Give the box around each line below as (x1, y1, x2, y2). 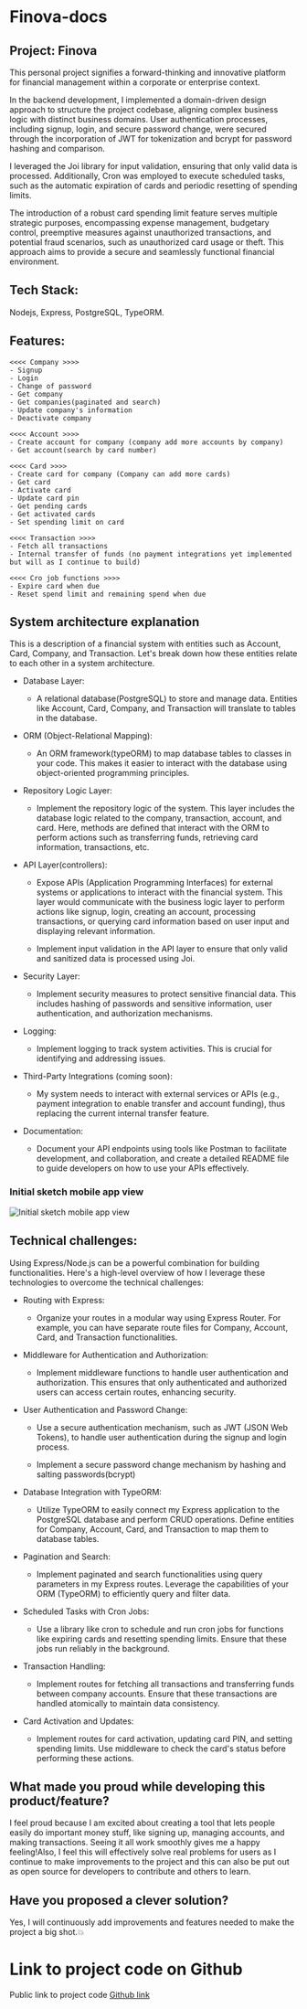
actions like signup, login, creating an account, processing (36, 907, 256, 918)
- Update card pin (9, 494, 79, 503)
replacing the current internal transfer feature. (36, 1108, 210, 1119)
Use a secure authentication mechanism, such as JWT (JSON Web (36, 1421, 289, 1432)
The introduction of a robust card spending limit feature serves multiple (9, 207, 278, 218)
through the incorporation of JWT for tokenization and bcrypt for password (9, 133, 292, 143)
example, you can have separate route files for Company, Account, (36, 1322, 289, 1333)
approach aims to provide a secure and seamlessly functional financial (9, 247, 275, 257)
